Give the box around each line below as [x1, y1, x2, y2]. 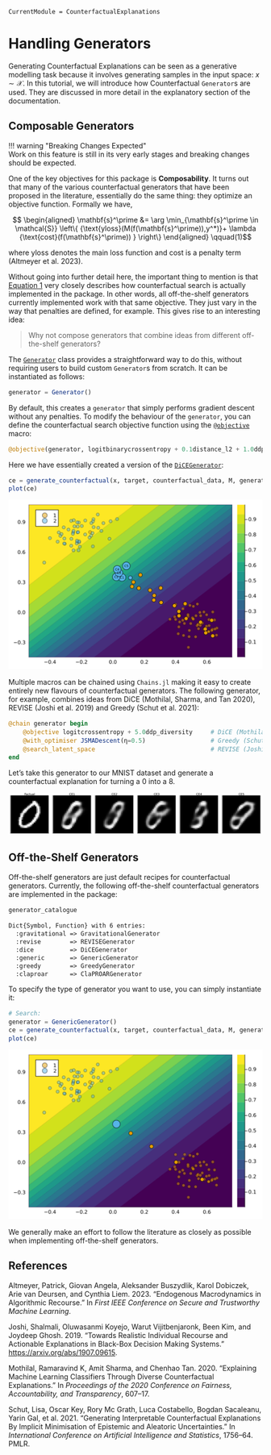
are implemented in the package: [8, 889, 119, 898]
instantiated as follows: [8, 371, 85, 381]
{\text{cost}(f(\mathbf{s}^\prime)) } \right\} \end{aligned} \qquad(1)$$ [19, 231, 252, 241]
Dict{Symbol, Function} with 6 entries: [8, 921, 147, 930]
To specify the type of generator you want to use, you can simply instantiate [8, 984, 262, 994]
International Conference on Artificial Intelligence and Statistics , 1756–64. [8, 1430, 253, 1440]
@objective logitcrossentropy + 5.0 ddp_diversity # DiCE [23, 727, 232, 736]
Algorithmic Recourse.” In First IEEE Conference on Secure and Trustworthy [8, 1298, 261, 1307]
